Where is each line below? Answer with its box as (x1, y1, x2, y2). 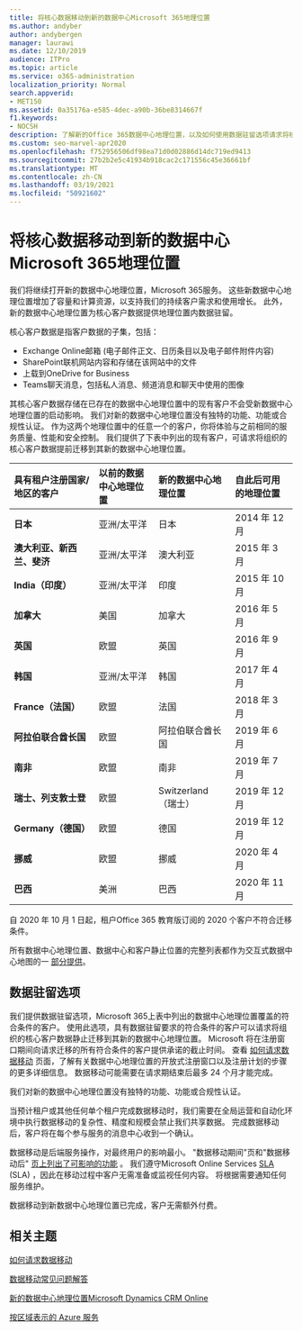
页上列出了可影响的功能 (31, 1158, 119, 1169)
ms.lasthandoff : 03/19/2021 (9, 181, 115, 190)
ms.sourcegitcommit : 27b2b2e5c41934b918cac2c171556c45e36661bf (9, 155, 252, 165)
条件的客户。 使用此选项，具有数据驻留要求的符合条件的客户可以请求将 (16, 1021, 280, 1032)
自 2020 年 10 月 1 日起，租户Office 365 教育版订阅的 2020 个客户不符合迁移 (9, 914, 292, 925)
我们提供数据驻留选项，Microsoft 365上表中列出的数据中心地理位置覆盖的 (9, 1010, 282, 1021)
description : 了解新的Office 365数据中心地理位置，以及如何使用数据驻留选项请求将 (9, 131, 289, 140)
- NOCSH (9, 122, 39, 131)
